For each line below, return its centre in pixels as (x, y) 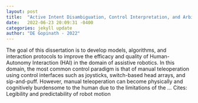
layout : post (22, 11)
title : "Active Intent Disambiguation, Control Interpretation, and (93, 17)
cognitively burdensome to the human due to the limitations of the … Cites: (97, 88)
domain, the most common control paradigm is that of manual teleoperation (98, 69)
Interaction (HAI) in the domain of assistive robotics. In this (103, 63)
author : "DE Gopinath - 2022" (43, 34)
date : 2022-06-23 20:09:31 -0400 (50, 22)
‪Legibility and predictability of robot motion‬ (58, 94)
